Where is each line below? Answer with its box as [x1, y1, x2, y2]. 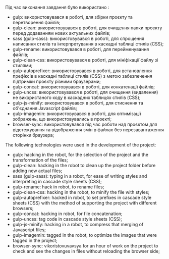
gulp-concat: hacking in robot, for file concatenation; [12, 211, 123, 217]
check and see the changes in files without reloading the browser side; [12, 248, 160, 254]
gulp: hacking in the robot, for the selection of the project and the [12, 151, 149, 158]
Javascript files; [12, 227, 46, 233]
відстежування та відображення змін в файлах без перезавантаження [12, 127, 164, 133]
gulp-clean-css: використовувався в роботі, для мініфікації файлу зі [12, 57, 158, 63]
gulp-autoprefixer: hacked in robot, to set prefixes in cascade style [12, 194, 152, 200]
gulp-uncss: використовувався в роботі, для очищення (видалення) [12, 89, 158, 95]
